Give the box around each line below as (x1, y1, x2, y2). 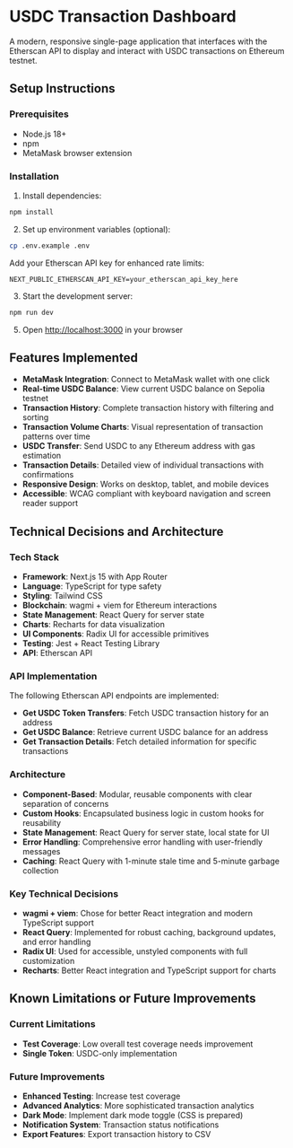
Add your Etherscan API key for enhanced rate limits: (9, 258, 204, 268)
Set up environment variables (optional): (22, 223, 171, 234)
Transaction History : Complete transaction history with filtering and (22, 402, 274, 414)
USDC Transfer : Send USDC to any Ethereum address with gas (22, 441, 255, 451)
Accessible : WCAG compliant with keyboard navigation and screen (22, 488, 271, 499)
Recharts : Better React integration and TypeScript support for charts (22, 965, 277, 976)
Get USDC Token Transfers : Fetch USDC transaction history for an (22, 707, 269, 719)
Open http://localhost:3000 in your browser (22, 324, 184, 335)
